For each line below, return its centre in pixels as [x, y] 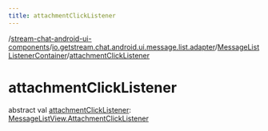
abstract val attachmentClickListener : [70, 109]
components [29, 47]
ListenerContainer [38, 55]
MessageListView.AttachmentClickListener [79, 118]
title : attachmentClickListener [62, 16]
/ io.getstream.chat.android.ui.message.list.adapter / [134, 47]
